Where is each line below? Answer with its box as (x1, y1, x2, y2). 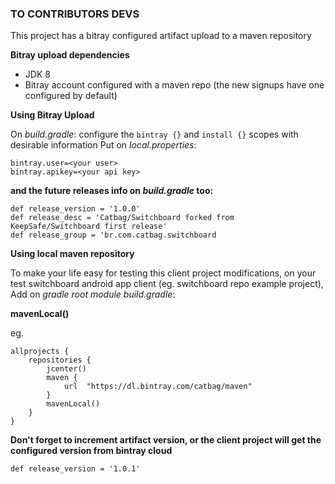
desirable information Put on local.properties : (10, 139, 197, 151)
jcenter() (46, 364, 87, 374)
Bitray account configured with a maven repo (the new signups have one (24, 79, 325, 91)
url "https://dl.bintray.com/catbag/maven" (63, 382, 253, 392)
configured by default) (24, 90, 118, 102)
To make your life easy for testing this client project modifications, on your (10, 267, 317, 279)
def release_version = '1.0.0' (10, 204, 141, 214)
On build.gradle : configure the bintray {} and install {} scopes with (10, 128, 299, 141)
